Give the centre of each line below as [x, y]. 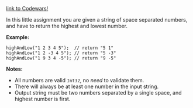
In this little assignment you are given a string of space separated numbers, [97, 20]
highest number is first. [42, 99]
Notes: [15, 69]
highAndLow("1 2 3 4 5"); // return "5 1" [60, 48]
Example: [18, 37]
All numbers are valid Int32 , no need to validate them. [79, 80]
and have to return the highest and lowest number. [67, 26]
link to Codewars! [27, 8]
